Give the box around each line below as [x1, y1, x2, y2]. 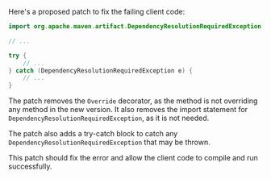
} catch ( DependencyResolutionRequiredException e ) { [8, 66, 194, 75]
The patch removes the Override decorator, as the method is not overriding [8, 96, 258, 106]
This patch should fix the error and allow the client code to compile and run [8, 153, 258, 163]
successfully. [8, 161, 52, 172]
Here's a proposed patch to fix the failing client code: [8, 7, 186, 16]
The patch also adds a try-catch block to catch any [8, 129, 178, 139]
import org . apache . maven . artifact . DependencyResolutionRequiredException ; [8, 23, 265, 31]
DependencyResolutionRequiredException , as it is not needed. [8, 113, 210, 123]
